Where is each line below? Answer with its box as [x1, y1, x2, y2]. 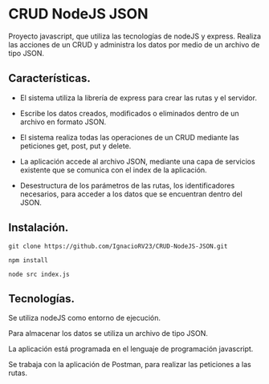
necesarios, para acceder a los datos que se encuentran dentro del [19, 189, 243, 199]
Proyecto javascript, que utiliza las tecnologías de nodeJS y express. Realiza [8, 31, 262, 41]
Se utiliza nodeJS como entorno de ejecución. [8, 313, 161, 323]
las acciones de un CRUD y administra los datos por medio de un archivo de [8, 39, 260, 49]
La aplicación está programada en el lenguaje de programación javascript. [8, 344, 254, 354]
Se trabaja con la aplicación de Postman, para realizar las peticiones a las [8, 360, 251, 370]
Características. [8, 71, 91, 85]
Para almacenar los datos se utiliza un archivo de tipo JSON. [8, 329, 209, 338]
